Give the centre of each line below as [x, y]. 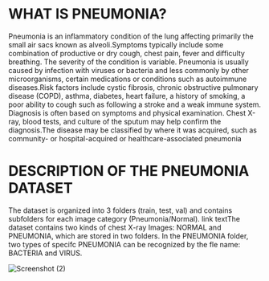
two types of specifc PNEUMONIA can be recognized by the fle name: [124, 244]
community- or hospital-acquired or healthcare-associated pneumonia [125, 138]
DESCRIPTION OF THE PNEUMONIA [129, 171]
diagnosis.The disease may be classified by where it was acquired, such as [132, 130]
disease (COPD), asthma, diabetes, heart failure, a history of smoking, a [127, 96]
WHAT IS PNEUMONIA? [88, 14]
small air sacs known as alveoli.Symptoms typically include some [116, 44]
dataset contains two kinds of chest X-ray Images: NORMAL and [115, 227]
